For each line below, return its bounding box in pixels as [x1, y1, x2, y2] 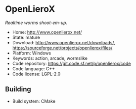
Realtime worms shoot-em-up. [5, 20, 68, 26]
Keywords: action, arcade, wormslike [12, 55, 88, 61]
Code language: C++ [12, 65, 55, 72]
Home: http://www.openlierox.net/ [12, 29, 82, 35]
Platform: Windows [12, 50, 51, 56]
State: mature [12, 34, 41, 40]
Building [5, 85, 31, 94]
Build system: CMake [12, 98, 56, 104]
